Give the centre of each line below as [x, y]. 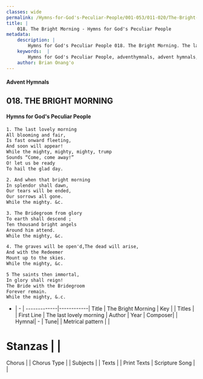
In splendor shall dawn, [37, 186]
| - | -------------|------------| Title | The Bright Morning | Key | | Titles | [105, 309]
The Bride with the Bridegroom [46, 286]
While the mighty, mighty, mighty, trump [59, 152]
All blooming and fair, [36, 135]
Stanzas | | [34, 346]
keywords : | [34, 52]
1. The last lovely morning [42, 129]
